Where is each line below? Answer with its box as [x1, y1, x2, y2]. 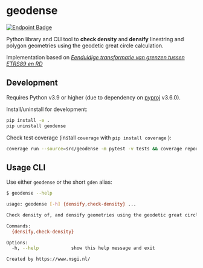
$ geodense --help [6, 190, 53, 196]
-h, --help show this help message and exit [11, 245, 155, 252]
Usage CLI [6, 162, 46, 173]
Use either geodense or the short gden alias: [6, 178, 113, 186]
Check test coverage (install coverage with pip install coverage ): [6, 134, 172, 141]
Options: [6, 240, 28, 246]
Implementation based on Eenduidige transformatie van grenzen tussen [6, 53, 185, 61]
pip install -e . [6, 117, 50, 123]
